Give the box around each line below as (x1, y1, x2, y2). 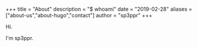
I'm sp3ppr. (5, 35, 34, 41)
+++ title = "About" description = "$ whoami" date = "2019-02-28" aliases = (5, 6, 193, 12)
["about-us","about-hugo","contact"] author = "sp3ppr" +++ (5, 12, 153, 19)
